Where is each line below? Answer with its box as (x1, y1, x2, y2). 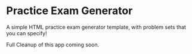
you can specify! (6, 29, 47, 36)
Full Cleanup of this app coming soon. (6, 41, 100, 48)
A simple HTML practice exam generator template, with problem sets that (6, 23, 187, 31)
